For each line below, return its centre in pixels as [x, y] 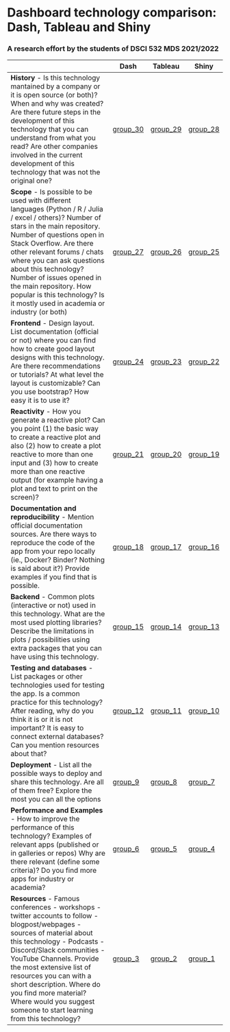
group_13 [204, 627]
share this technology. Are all [57, 782]
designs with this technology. [57, 357]
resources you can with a [51, 976]
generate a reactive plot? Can [58, 420]
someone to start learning [52, 1010]
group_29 [166, 130]
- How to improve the [45, 819]
